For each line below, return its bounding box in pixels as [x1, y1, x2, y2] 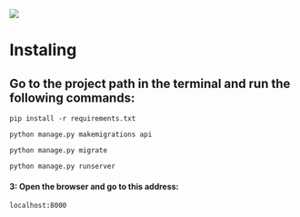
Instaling [9, 40, 77, 61]
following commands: [9, 90, 135, 105]
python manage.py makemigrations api [9, 130, 153, 139]
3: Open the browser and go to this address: [9, 181, 179, 192]
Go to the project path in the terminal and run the [9, 75, 291, 91]
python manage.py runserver [9, 162, 116, 171]
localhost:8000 [9, 201, 67, 211]
